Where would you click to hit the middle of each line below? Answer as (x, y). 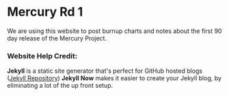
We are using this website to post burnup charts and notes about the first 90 (114, 31)
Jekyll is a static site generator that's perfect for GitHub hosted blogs (105, 71)
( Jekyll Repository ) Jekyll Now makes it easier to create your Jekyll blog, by (114, 78)
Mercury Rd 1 (45, 12)
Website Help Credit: (42, 56)
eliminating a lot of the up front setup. (60, 86)
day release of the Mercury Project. (57, 38)
